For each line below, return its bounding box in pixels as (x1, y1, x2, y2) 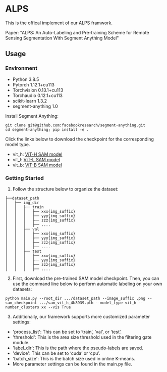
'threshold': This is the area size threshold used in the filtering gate (12, 334, 152, 340)
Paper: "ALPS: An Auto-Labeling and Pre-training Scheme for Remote (5, 29, 150, 35)
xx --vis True (41, 304, 71, 310)
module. (12, 339, 30, 345)
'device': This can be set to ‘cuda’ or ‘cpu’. (12, 350, 100, 356)
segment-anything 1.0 (12, 103, 58, 109)
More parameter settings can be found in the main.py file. (12, 361, 132, 367)
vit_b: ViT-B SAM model (12, 162, 62, 168)
